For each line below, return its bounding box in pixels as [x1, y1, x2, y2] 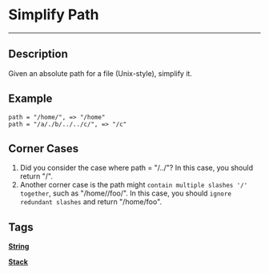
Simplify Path [8, 6, 99, 24]
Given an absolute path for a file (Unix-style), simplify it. [8, 68, 192, 78]
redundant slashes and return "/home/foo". [19, 197, 163, 207]
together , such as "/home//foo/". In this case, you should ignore [19, 188, 232, 198]
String [8, 242, 30, 252]
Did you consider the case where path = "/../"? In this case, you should [19, 163, 254, 173]
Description [8, 47, 68, 61]
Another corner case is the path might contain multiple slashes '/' [19, 180, 248, 190]
